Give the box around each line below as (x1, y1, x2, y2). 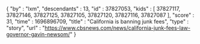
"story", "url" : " (6, 24, 45, 31)
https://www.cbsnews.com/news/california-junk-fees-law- (45, 24, 191, 31)
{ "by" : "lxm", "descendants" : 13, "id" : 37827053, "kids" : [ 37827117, (6, 5, 181, 12)
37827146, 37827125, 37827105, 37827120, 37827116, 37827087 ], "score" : (6, 11, 195, 19)
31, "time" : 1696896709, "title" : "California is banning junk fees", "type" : (6, 18, 189, 25)
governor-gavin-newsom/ (6, 31, 70, 38)
